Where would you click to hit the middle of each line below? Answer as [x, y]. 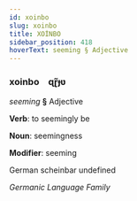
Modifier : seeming [43, 153]
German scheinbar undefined [63, 170]
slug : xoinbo [33, 26]
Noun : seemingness [46, 136]
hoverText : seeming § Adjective [68, 50]
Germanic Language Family [60, 188]
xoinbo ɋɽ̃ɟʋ [38, 82]
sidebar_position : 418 [51, 42]
